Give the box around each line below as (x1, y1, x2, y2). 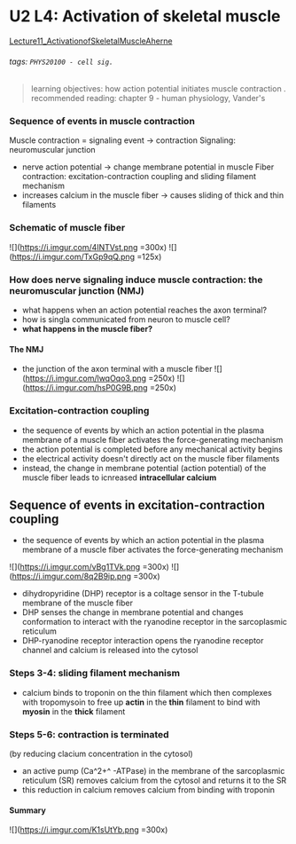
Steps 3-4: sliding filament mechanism (9, 667, 180, 680)
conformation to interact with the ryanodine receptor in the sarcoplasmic (21, 617, 288, 627)
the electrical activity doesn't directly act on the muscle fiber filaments (21, 453, 280, 463)
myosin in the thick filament (21, 706, 126, 716)
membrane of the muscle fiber (21, 597, 134, 609)
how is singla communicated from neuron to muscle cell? (21, 314, 230, 325)
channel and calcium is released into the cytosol (21, 645, 199, 656)
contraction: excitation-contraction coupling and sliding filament (21, 171, 257, 182)
